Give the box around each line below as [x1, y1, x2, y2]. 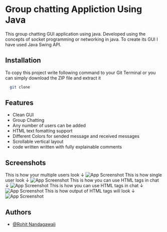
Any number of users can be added [12, 122, 86, 129]
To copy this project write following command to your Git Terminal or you [5, 69, 156, 75]
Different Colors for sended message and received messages [12, 133, 139, 139]
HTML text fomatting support [12, 128, 73, 134]
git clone [10, 85, 30, 90]
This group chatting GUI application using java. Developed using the [5, 31, 146, 37]
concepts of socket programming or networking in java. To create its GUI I [5, 36, 158, 42]
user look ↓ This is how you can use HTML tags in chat [5, 177, 159, 183]
